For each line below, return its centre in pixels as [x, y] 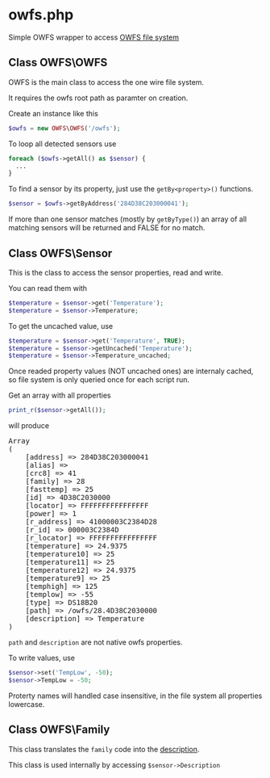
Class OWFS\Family [59, 730]
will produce [29, 426]
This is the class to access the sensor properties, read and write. [116, 272]
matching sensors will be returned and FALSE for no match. [107, 228]
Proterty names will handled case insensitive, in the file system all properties [135, 696]
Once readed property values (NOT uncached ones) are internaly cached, [131, 371]
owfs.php [41, 15]
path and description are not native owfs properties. [96, 642]
